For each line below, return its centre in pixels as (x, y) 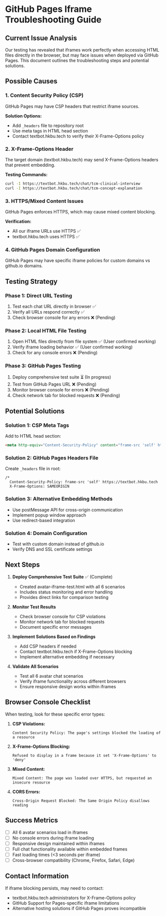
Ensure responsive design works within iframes (68, 686)
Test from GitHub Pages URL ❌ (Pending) (54, 384)
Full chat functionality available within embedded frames (70, 849)
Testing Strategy (31, 281)
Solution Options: (23, 116)
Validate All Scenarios (35, 666)
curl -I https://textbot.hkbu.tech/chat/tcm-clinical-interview (73, 184)
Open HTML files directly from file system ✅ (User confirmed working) (84, 341)
